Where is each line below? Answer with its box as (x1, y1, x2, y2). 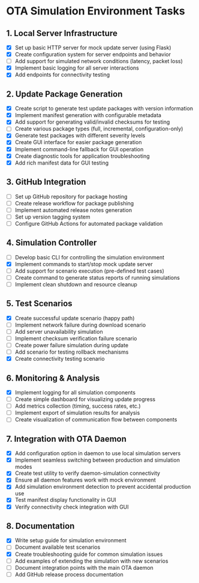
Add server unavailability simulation (14, 328, 103, 335)
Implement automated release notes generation (14, 206, 132, 214)
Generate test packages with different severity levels (14, 132, 146, 139)
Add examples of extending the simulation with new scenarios (14, 557, 169, 564)
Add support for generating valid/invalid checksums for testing (14, 118, 170, 125)
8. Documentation (6, 521, 75, 531)
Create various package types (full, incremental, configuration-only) (14, 125, 183, 133)
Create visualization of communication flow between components (14, 416, 177, 423)
